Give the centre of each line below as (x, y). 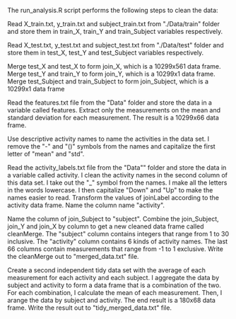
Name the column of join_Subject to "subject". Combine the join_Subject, (113, 219)
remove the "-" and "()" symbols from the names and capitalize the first (111, 146)
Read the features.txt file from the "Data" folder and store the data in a (110, 103)
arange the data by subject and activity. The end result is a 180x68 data (111, 300)
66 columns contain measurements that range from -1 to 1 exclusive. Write (116, 249)
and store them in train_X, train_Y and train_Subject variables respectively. (115, 31)
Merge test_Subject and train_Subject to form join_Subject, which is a (108, 81)
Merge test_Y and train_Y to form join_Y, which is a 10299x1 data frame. (111, 74)
